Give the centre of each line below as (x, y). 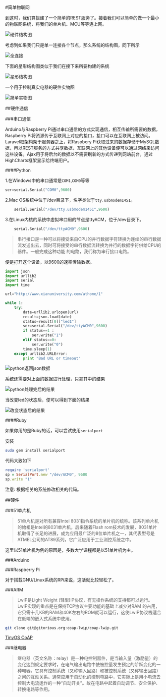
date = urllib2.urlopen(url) (51, 312)
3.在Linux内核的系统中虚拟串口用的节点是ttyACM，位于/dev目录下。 (75, 219)
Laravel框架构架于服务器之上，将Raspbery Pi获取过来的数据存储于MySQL (80, 142)
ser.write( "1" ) (47, 335)
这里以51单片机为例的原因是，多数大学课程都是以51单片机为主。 (70, 550)
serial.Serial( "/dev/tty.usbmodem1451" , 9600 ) (62, 209)
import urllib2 (21, 276)
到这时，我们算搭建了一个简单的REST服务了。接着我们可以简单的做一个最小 (82, 18)
